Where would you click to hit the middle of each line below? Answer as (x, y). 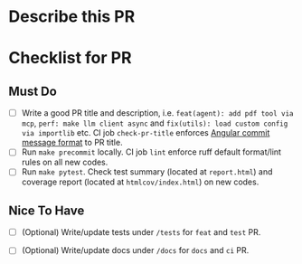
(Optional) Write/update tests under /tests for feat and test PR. (141, 232)
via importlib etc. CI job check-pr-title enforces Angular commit (146, 133)
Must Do (33, 91)
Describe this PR (72, 17)
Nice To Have (47, 210)
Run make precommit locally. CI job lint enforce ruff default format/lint (151, 152)
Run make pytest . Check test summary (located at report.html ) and (147, 172)
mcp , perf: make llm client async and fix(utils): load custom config (155, 123)
